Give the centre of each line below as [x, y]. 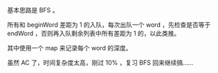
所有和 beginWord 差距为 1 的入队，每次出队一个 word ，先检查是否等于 [109, 25]
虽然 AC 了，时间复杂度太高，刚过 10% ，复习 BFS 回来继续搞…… [100, 63]
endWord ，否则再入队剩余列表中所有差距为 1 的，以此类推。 [94, 33]
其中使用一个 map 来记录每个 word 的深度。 [70, 48]
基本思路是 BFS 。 [33, 10]
